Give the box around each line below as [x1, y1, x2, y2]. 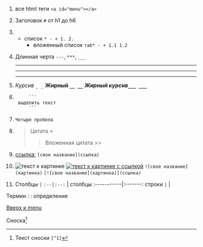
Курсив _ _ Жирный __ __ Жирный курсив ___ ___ [14, 82, 147, 89]
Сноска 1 [6, 216, 28, 224]
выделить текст [18, 100, 56, 106]
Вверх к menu [6, 204, 42, 211]
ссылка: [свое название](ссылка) [14, 151, 100, 158]
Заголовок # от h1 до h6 [14, 17, 76, 24]
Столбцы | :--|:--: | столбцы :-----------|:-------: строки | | [14, 181, 171, 188]
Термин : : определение [6, 193, 68, 199]
